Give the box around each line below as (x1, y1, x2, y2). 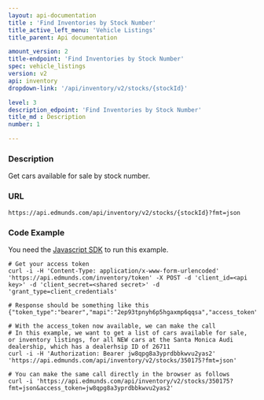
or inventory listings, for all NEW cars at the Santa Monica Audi (8, 335, 234, 343)
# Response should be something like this (8, 301, 149, 309)
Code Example (8, 227, 65, 238)
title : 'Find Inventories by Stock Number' (8, 19, 156, 27)
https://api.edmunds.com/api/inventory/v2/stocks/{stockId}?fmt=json (8, 209, 241, 217)
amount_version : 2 (8, 48, 68, 56)
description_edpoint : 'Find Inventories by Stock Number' (8, 106, 202, 114)
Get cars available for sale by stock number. (8, 171, 151, 181)
